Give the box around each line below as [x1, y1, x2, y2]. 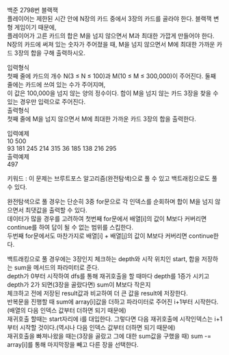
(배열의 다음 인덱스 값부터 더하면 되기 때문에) [7, 306, 126, 314]
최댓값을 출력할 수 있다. [25, 206, 87, 214]
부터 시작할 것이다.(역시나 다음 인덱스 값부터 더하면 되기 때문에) [7, 323, 176, 331]
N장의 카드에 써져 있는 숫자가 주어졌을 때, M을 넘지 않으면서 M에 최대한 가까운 [7, 40, 215, 48]
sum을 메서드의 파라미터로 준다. [14, 263, 100, 271]
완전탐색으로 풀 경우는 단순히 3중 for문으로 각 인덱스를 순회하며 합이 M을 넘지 [7, 197, 214, 206]
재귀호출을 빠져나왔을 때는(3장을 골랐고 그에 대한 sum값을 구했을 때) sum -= [7, 332, 212, 340]
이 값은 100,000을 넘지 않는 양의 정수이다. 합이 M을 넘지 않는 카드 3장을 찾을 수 [7, 89, 219, 97]
